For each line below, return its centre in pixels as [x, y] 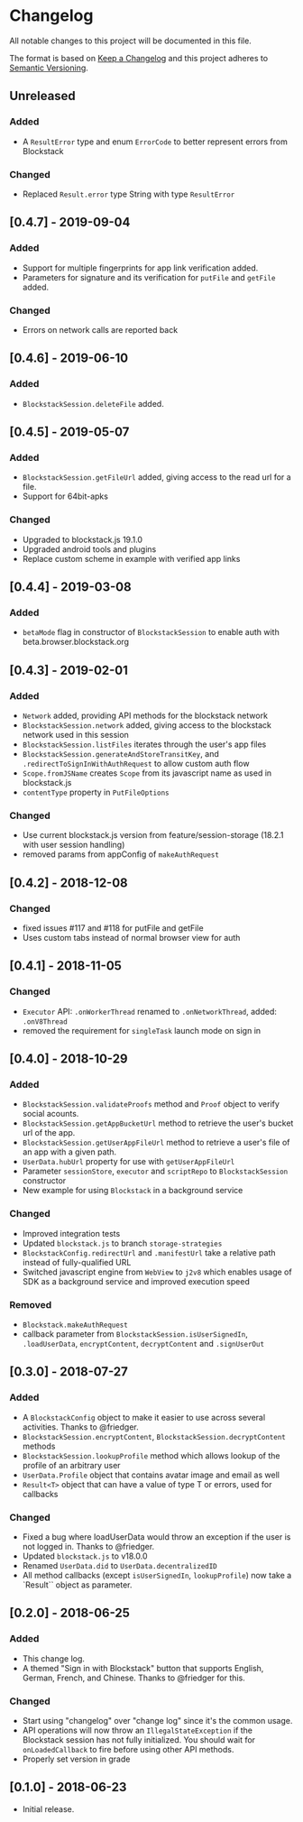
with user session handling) [73, 845]
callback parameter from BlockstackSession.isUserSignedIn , [135, 1334]
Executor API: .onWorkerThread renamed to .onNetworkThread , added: [150, 1011]
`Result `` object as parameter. [77, 1585]
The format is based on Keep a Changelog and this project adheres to [139, 58]
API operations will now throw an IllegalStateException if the [138, 1730]
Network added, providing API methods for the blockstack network [145, 715]
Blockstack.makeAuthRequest [75, 1325]
